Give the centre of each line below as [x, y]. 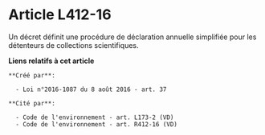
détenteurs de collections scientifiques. [73, 45]
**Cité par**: [32, 103]
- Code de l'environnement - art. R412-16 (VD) [97, 124]
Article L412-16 [60, 15]
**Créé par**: [32, 75]
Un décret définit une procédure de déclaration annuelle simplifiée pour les [132, 37]
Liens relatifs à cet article [51, 61]
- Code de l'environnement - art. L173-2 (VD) [95, 117]
